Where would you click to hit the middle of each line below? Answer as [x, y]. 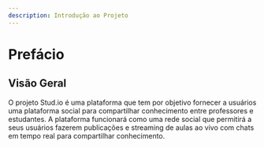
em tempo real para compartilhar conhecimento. [87, 135]
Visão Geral [37, 83]
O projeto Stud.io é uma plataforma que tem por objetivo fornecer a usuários [132, 102]
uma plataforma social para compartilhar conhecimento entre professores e [131, 110]
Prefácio [36, 54]
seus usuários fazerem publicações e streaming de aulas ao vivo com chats [131, 128]
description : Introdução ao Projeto [68, 15]
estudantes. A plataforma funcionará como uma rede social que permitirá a [130, 119]
